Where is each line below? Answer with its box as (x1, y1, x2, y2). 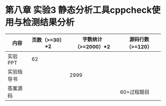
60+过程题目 (120, 88, 150, 95)
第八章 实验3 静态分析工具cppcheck (5, 4, 152, 16)
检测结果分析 (22, 17, 75, 28)
